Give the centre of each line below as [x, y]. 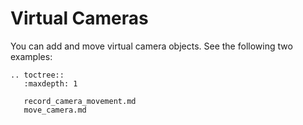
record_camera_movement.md [80, 101]
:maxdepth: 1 [50, 83]
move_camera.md [55, 110]
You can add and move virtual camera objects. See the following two [151, 46]
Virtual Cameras [79, 18]
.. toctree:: [37, 75]
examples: [31, 56]
